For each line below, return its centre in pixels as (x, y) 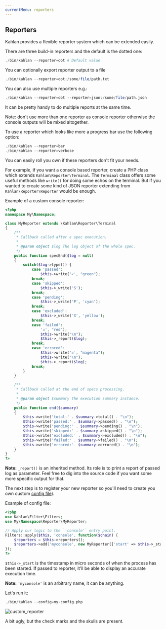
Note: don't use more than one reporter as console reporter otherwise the (80, 117)
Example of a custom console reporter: (45, 200)
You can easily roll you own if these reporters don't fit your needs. (72, 160)
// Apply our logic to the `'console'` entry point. (61, 530)
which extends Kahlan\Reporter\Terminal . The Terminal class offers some (81, 175)
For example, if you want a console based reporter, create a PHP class (77, 170)
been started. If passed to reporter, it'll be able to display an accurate (75, 568)
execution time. (21, 574)
